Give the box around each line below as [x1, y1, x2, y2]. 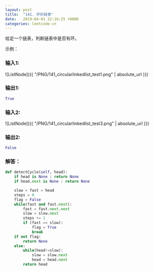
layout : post [5, 7, 32, 12]
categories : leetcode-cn [5, 21, 57, 26]
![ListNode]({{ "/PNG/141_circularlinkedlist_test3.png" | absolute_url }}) [5, 120, 150, 127]
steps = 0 [14, 192, 35, 197]
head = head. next [31, 257, 68, 263]
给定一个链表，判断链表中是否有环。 [5, 35, 79, 41]
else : [14, 243, 26, 249]
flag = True [31, 225, 57, 230]
